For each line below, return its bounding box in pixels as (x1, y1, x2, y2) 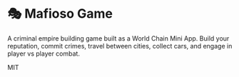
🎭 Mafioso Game (7, 6, 113, 22)
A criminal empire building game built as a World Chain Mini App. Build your (7, 34, 230, 43)
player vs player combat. (7, 49, 81, 58)
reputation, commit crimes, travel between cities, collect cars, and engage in (7, 41, 233, 50)
